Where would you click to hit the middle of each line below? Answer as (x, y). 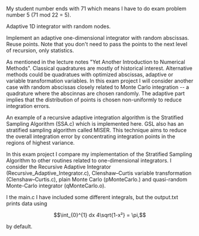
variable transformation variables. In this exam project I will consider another (100, 81)
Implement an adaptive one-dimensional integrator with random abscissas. (98, 38)
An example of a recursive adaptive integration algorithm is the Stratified (95, 117)
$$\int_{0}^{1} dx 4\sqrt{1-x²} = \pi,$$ (100, 215)
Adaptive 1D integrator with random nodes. (59, 26)
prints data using (27, 203)
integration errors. (28, 106)
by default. (19, 227)
